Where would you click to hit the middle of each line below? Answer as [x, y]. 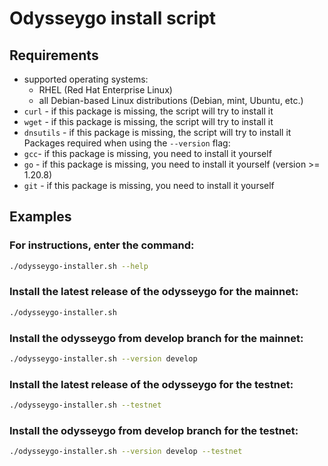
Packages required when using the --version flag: [127, 143]
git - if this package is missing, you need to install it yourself [149, 185]
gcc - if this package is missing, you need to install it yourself [147, 153]
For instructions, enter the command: [102, 245]
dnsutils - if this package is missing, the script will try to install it [157, 132]
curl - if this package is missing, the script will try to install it [148, 111]
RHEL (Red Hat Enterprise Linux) [105, 90]
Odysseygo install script [113, 18]
